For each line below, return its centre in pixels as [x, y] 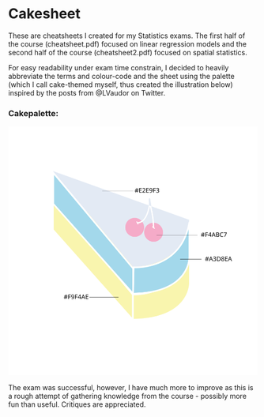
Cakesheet [44, 14]
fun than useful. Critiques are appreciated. [77, 404]
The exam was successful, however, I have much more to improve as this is [131, 388]
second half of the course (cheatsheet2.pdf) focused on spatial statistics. [128, 52]
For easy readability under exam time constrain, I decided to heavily [119, 67]
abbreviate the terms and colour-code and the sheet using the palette [121, 76]
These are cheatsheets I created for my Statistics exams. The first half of [127, 36]
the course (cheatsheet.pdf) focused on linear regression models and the [128, 43]
